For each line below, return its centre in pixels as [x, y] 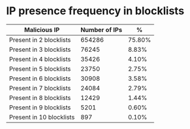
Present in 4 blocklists [40, 59]
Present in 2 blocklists [40, 40]
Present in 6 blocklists [40, 78]
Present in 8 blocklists [40, 97]
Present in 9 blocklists [40, 107]
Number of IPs [101, 30]
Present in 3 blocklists [40, 49]
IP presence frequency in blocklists [95, 11]
